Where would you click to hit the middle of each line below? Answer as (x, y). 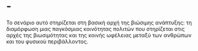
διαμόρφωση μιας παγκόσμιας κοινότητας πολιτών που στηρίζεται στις (96, 28)
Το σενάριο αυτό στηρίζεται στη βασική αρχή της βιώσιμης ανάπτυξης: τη (99, 23)
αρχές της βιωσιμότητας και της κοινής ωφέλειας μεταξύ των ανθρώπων (99, 35)
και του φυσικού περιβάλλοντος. (47, 42)
